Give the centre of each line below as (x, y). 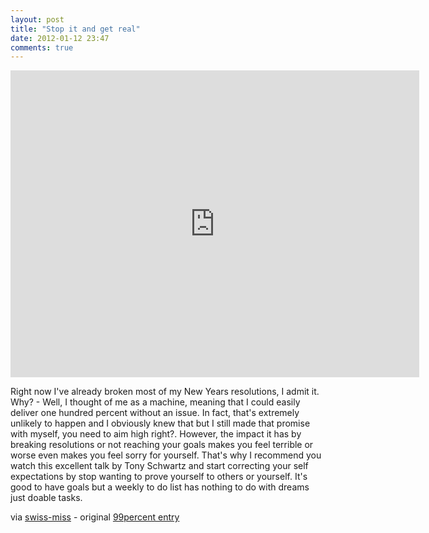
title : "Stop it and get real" (75, 29)
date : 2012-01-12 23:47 (60, 38)
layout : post (37, 19)
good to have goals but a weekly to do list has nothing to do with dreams (160, 487)
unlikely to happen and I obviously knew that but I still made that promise (160, 423)
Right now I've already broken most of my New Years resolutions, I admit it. (165, 392)
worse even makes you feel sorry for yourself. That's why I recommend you (166, 455)
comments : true (42, 47)
